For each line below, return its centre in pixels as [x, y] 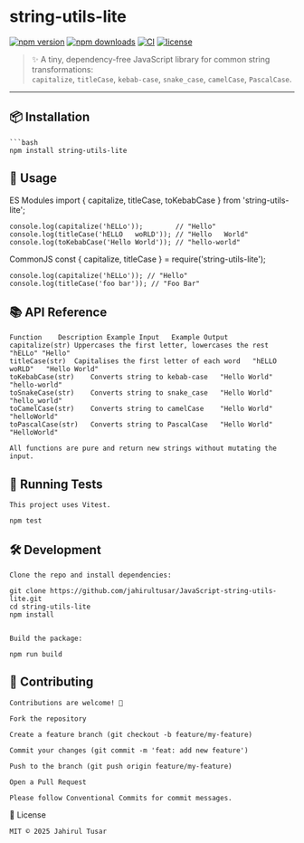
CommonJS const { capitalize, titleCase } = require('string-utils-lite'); [138, 259]
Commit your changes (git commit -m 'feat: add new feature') [129, 750]
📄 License [28, 814]
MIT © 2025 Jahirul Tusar [58, 831]
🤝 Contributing [52, 682]
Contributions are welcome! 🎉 [66, 703]
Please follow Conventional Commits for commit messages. [121, 798]
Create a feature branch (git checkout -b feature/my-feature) [131, 734]
